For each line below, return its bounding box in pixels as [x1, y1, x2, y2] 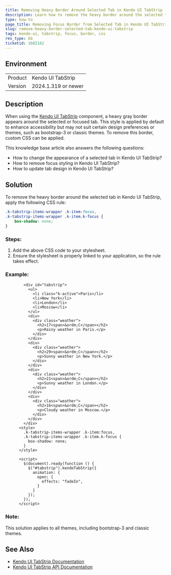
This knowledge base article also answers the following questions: [5, 145, 145, 151]
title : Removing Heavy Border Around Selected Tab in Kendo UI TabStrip [5, 7, 163, 13]
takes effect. [12, 258, 39, 264]
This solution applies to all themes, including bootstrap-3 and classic [5, 524, 149, 531]
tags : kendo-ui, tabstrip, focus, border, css [5, 31, 106, 36]
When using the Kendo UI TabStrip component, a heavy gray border [5, 113, 148, 119]
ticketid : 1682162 [5, 41, 44, 46]
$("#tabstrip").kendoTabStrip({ [27, 466, 97, 471]
